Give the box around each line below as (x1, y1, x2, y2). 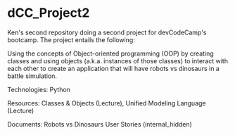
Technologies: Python (7, 85, 70, 94)
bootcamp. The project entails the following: (7, 35, 135, 44)
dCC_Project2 (7, 5, 90, 21)
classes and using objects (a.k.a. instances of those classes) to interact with (7, 56, 229, 65)
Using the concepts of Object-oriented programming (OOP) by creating (7, 49, 215, 58)
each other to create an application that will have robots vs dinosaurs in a (7, 64, 220, 72)
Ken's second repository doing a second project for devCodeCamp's (7, 28, 207, 37)
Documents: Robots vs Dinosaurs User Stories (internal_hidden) (7, 120, 192, 128)
